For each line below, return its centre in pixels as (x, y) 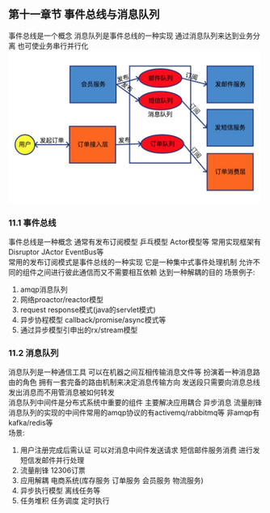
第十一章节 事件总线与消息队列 (84, 15)
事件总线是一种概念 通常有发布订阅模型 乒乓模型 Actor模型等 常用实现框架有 (135, 242)
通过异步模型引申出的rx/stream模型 (79, 330)
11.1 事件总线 (32, 223)
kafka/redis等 (31, 423)
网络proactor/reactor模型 (61, 299)
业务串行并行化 (63, 45)
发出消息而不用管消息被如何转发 (61, 392)
